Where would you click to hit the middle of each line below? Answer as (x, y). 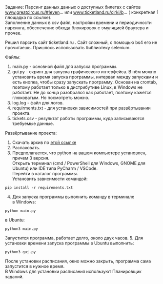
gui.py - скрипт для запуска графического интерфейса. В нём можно (84, 72)
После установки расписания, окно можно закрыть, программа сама (78, 261)
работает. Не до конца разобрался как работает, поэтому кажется (82, 92)
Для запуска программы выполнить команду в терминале (73, 197)
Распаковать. (26, 148)
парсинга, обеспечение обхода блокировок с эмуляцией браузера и (77, 28)
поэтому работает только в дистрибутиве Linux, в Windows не (77, 87)
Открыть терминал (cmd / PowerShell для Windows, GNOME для (79, 163)
